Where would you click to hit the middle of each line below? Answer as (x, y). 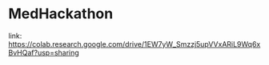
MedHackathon (61, 14)
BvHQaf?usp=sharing (44, 52)
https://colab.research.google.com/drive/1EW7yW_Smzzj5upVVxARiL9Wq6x (134, 44)
